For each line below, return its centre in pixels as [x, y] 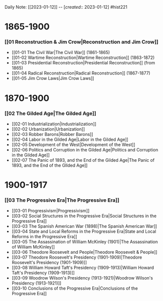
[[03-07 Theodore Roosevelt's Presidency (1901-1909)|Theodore [77, 257]
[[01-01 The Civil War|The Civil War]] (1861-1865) [61, 53]
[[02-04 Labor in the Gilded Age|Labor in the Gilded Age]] [70, 139]
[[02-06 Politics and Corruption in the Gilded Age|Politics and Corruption [85, 150]
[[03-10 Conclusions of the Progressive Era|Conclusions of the [75, 288]
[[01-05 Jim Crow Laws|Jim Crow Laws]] [53, 78]
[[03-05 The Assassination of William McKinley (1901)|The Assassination [85, 242]
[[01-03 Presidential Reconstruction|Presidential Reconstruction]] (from [83, 63]
